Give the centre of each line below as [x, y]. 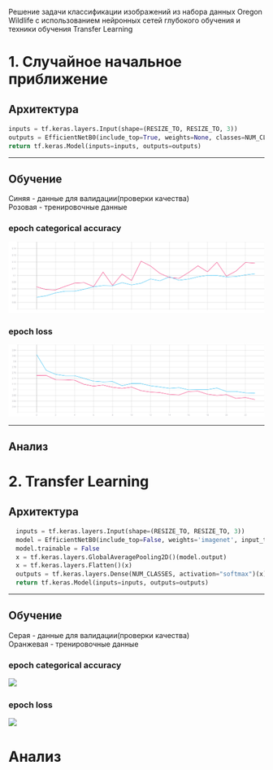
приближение [58, 79]
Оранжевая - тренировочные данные [74, 644]
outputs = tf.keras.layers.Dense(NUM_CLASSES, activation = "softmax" [134, 574]
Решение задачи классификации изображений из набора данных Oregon [135, 12]
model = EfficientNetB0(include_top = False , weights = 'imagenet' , [127, 540]
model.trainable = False [58, 549]
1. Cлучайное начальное [95, 62]
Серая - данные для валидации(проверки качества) [99, 635]
